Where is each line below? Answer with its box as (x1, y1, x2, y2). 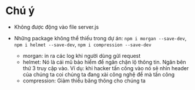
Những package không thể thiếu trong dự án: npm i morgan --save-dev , (14, 34, 187, 41)
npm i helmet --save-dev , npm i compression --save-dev (14, 41, 152, 48)
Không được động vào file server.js (14, 23, 99, 30)
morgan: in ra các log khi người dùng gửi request (22, 52, 141, 59)
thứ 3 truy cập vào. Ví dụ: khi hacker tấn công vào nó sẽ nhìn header (22, 64, 189, 71)
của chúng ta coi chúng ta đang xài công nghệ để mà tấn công (22, 71, 175, 78)
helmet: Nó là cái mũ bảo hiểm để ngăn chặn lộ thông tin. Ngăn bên (22, 58, 186, 65)
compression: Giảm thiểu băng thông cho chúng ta (22, 77, 146, 84)
